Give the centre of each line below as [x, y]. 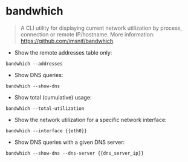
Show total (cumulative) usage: [53, 97]
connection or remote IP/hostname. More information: [87, 34]
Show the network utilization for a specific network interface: [90, 120]
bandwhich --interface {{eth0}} [46, 131]
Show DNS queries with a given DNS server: [70, 142]
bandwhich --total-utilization [45, 108]
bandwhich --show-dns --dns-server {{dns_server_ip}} [75, 153]
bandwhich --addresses [34, 64]
